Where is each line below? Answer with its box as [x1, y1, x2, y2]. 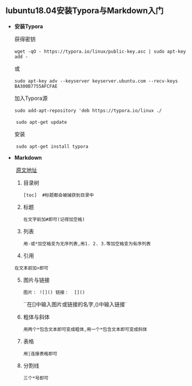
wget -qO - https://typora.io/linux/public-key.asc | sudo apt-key [14, 48, 186, 54]
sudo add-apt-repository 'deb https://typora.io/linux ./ [14, 107, 162, 114]
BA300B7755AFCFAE [14, 83, 58, 89]
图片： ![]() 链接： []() [23, 289, 86, 295]
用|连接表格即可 [23, 351, 57, 357]
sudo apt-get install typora [16, 143, 89, 150]
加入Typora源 [14, 95, 48, 102]
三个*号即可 [23, 375, 49, 381]
